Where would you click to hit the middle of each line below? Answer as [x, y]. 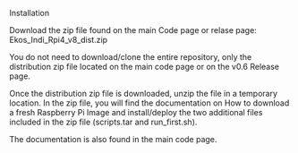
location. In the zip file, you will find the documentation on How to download [149, 103]
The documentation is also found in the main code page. [113, 139]
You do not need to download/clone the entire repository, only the [131, 57]
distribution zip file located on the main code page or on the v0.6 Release [145, 67]
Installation [30, 13]
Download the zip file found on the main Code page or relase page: [133, 30]
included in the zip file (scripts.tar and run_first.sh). [103, 122]
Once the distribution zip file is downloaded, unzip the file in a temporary [144, 93]
